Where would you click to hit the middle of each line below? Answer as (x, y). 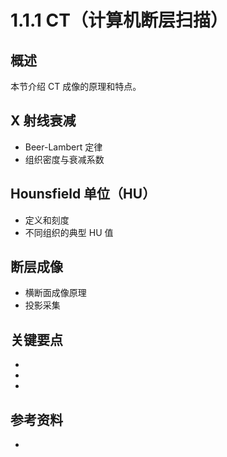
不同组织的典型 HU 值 (69, 232)
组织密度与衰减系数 (64, 159)
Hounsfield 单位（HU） (83, 194)
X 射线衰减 (43, 121)
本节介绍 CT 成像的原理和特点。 (76, 86)
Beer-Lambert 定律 (63, 147)
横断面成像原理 (55, 293)
